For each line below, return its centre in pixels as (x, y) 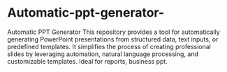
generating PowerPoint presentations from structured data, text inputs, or (113, 39)
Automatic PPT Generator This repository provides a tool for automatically (113, 32)
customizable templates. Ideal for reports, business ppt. (87, 61)
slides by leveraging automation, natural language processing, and (103, 54)
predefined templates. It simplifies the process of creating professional (109, 46)
